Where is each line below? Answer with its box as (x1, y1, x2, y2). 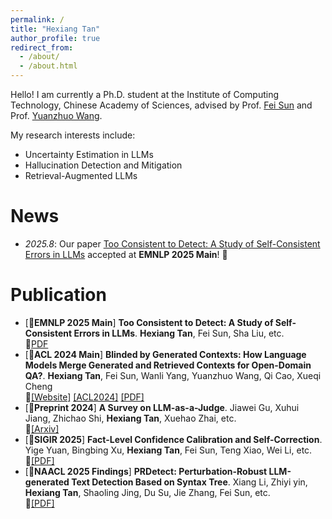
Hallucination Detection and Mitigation (24, 159, 183, 171)
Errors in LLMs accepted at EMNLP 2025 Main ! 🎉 (24, 248, 228, 260)
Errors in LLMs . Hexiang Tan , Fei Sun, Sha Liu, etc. (73, 327, 285, 339)
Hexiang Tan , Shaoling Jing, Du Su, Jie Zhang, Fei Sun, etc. (24, 486, 271, 498)
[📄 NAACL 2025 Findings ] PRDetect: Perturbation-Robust (24, 465, 268, 477)
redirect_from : (10, 42, 74, 53)
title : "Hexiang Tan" (10, 24, 101, 34)
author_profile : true (10, 33, 101, 43)
